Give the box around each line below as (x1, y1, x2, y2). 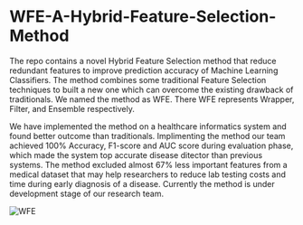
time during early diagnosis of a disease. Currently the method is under (9, 178, 275, 189)
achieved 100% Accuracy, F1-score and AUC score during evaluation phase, (9, 140, 294, 151)
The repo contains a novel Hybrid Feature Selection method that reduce (9, 55, 278, 66)
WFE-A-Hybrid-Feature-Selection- (9, 6, 277, 27)
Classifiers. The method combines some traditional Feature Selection (9, 74, 267, 85)
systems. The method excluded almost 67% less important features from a (9, 159, 288, 170)
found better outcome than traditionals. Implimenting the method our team (9, 130, 286, 141)
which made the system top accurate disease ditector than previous (9, 149, 263, 160)
